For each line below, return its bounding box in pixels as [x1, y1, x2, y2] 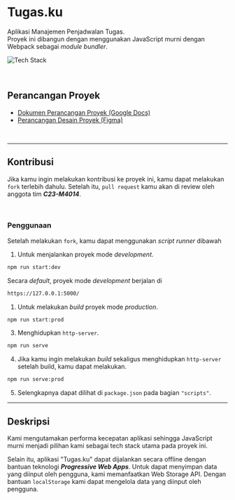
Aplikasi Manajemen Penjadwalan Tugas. [7, 27, 125, 36]
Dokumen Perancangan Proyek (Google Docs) [17, 108, 151, 116]
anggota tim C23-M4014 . [7, 190, 82, 198]
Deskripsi [7, 415, 50, 427]
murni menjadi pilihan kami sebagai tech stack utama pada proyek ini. [7, 442, 208, 450]
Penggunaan [7, 221, 52, 230]
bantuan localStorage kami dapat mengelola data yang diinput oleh [7, 478, 201, 486]
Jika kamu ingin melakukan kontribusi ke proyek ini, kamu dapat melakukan [7, 174, 225, 183]
